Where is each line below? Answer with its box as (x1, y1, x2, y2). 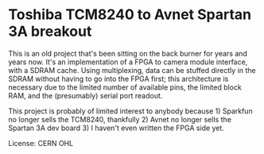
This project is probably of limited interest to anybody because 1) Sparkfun (8, 106, 253, 116)
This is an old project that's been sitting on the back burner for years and (8, 48, 248, 58)
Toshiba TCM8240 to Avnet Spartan (8, 6, 252, 24)
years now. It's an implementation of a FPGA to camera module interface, (8, 57, 248, 67)
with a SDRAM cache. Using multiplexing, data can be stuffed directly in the (8, 65, 256, 75)
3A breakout (8, 22, 92, 40)
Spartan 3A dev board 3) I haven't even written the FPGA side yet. (8, 123, 225, 133)
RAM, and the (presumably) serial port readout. (8, 90, 163, 100)
